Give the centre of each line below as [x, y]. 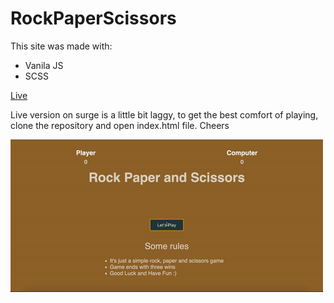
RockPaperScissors [93, 18]
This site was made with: [61, 46]
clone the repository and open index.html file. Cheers [120, 125]
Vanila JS [44, 65]
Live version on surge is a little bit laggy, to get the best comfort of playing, [164, 114]
